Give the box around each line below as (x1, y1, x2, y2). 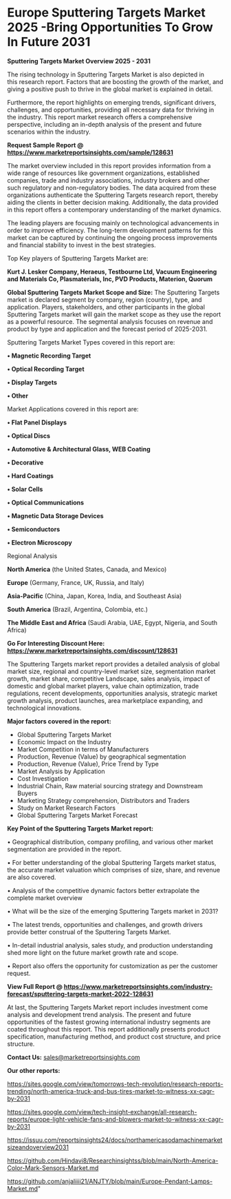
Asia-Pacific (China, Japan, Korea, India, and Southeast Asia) (7, 591, 182, 600)
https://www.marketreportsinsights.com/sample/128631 (7, 148, 173, 156)
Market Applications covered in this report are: (7, 404, 139, 413)
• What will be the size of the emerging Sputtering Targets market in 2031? (7, 907, 219, 915)
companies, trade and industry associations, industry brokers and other (7, 176, 210, 184)
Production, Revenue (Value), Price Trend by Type (16, 759, 159, 768)
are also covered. (7, 873, 56, 881)
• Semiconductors (7, 525, 60, 533)
